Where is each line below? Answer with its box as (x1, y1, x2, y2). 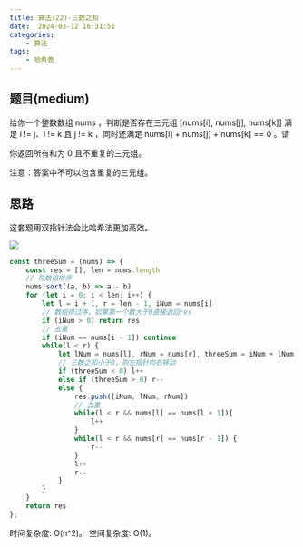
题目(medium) (9, 92, 90, 107)
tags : (9, 47, 30, 56)
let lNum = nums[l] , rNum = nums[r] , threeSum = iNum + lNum (57, 350, 295, 359)
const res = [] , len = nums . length (25, 265, 161, 275)
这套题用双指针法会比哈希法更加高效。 (9, 221, 152, 232)
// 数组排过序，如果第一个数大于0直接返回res (42, 308, 192, 317)
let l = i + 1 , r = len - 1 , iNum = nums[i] (42, 299, 213, 308)
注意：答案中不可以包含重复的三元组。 (9, 167, 152, 178)
